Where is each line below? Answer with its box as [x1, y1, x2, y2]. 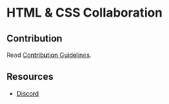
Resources [6, 71, 54, 83]
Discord [16, 89, 39, 98]
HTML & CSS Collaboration [6, 5, 163, 21]
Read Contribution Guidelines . [6, 51, 92, 59]
